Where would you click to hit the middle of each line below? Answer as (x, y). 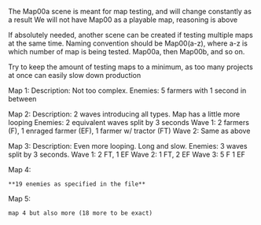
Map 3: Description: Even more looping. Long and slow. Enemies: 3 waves (128, 146)
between (22, 99)
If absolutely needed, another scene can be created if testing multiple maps (130, 35)
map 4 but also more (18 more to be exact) (81, 213)
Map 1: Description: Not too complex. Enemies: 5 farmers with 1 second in (127, 90)
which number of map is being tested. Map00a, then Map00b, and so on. (127, 52)
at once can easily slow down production (75, 75)
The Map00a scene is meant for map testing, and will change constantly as (130, 11)
